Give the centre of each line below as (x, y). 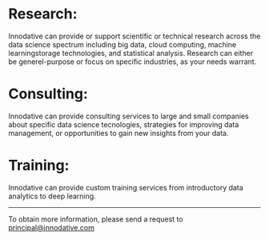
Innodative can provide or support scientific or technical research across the (134, 36)
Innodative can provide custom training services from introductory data (126, 187)
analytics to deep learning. (52, 196)
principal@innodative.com (51, 227)
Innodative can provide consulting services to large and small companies (129, 116)
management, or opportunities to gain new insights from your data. (119, 133)
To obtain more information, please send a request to (96, 219)
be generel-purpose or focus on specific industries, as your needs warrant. (132, 62)
